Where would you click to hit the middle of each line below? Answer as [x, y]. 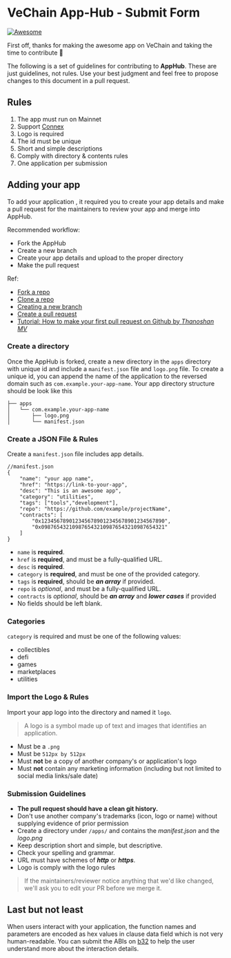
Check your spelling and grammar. [66, 853]
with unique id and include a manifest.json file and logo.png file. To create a [115, 368]
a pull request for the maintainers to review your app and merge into [104, 209]
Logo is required [40, 133]
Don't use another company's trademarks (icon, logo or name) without [117, 816]
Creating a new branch [50, 306]
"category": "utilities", [57, 497]
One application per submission [62, 163]
